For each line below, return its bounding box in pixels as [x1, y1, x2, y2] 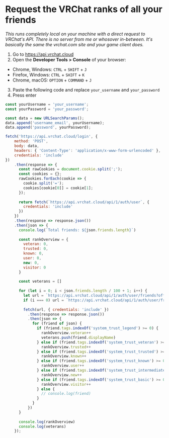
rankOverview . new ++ [41, 372, 82, 378]
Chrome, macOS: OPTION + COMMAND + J [12, 77, 92, 83]
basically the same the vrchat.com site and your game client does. [5, 41, 144, 47]
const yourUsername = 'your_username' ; [5, 102, 89, 107]
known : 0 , [23, 251, 44, 256]
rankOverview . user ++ [41, 363, 84, 368]
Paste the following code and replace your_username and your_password [12, 86, 160, 93]
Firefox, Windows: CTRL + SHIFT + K [12, 71, 84, 77]
